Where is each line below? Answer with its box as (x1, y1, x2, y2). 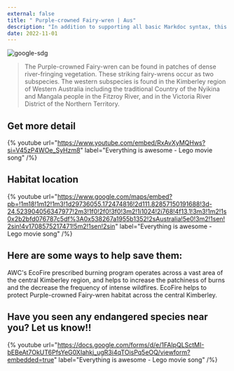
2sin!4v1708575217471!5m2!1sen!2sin (7, 222, 116, 230)
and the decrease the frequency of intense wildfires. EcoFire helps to (7, 283, 207, 291)
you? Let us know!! (7, 322, 92, 334)
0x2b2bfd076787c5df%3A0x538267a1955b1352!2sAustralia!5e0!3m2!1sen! (7, 214, 226, 223)
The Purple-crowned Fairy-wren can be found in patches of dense (24, 62, 216, 71)
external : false (7, 10, 55, 17)
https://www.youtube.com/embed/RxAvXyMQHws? (57, 139, 206, 147)
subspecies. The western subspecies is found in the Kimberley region (24, 78, 226, 86)
